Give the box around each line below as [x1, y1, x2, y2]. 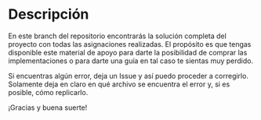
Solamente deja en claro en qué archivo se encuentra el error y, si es [8, 79, 230, 89]
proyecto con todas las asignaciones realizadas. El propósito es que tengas [8, 39, 252, 48]
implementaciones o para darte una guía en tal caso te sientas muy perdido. [8, 56, 253, 65]
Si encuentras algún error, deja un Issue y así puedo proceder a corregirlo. [8, 71, 249, 80]
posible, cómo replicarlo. [8, 87, 89, 97]
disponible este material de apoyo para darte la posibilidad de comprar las [8, 48, 248, 57]
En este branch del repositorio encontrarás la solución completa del [8, 31, 227, 41]
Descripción [8, 5, 89, 23]
